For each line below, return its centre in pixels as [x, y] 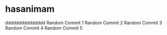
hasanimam [30, 9]
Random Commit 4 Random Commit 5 [44, 28]
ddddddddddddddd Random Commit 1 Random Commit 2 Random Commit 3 [84, 23]
